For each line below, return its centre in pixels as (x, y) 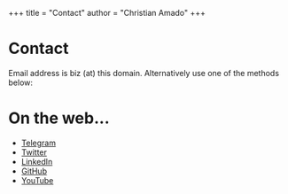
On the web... (59, 118)
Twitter (34, 152)
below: (20, 82)
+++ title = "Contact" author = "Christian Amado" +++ (107, 13)
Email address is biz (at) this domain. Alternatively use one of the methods (144, 73)
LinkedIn (37, 161)
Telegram (39, 143)
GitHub (34, 171)
